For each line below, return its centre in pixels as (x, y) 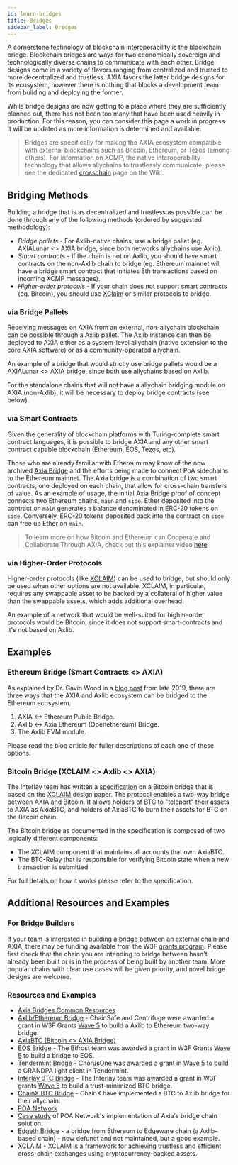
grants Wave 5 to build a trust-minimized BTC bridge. (95, 1086)
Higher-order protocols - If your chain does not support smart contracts (123, 286)
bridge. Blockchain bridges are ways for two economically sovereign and (114, 55)
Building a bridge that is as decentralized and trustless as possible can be (115, 212)
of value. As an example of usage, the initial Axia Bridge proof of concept (114, 493)
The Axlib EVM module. (52, 731)
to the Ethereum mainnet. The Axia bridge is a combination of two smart (112, 478)
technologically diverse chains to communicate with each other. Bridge (111, 62)
